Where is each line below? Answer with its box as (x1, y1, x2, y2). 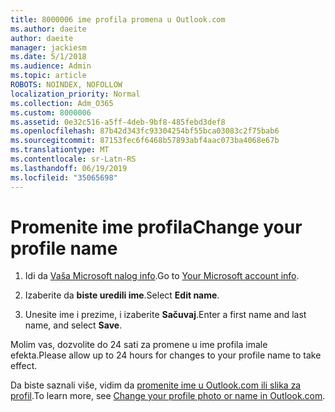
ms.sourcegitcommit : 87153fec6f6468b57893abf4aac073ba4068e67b (10, 136, 280, 146)
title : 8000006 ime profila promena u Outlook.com (10, 14, 226, 25)
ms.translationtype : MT (10, 145, 110, 155)
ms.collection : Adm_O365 (10, 98, 114, 108)
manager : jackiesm (10, 42, 87, 53)
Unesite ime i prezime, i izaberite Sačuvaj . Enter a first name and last (24, 309, 307, 321)
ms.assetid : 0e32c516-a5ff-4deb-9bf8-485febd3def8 (10, 117, 226, 127)
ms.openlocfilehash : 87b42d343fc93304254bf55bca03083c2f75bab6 (10, 126, 280, 136)
